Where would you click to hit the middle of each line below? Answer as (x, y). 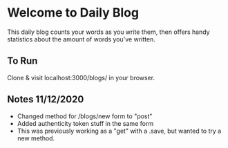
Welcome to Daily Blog (73, 13)
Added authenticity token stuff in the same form (85, 123)
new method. (36, 138)
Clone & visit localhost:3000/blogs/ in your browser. (81, 77)
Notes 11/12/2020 (46, 99)
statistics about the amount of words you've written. (81, 39)
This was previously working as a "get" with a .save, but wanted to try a (119, 131)
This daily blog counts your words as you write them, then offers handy (108, 32)
